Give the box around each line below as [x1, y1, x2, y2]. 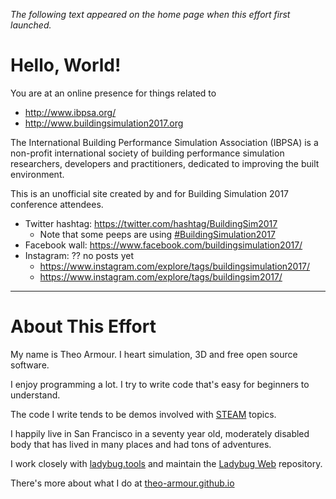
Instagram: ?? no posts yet [24, 249, 134, 261]
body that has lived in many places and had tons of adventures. [10, 438, 272, 450]
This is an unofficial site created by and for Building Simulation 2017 [10, 187, 290, 199]
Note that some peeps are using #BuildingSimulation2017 [39, 228, 276, 240]
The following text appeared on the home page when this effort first [10, 9, 291, 20]
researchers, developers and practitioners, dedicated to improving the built [10, 157, 320, 169]
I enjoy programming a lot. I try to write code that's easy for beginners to [10, 378, 310, 390]
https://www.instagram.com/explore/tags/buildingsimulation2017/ [39, 260, 311, 272]
